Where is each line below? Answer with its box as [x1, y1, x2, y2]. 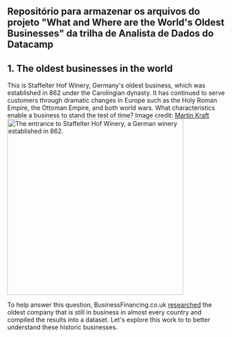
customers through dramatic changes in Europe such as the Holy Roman [7, 96, 218, 105]
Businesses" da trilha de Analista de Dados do [7, 27, 214, 39]
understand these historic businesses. [7, 323, 118, 331]
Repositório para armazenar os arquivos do [7, 6, 200, 18]
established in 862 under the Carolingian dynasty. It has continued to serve [7, 89, 225, 97]
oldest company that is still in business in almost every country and [7, 308, 202, 317]
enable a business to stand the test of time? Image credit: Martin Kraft [7, 111, 210, 120]
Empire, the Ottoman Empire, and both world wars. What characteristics [7, 103, 216, 112]
